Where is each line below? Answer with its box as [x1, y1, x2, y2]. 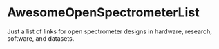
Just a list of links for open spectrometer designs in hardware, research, [7, 27, 212, 35]
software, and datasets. [7, 34, 75, 42]
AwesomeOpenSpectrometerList [7, 5, 200, 20]
